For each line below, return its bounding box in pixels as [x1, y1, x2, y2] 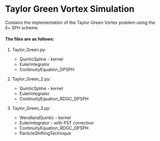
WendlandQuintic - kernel [19, 115, 71, 121]
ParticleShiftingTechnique [19, 130, 71, 136]
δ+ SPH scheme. [5, 24, 39, 30]
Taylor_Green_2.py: [12, 76, 51, 82]
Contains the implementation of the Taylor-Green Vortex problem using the [5, 20, 155, 25]
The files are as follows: [5, 36, 55, 42]
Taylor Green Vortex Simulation [5, 3, 135, 15]
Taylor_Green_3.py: [12, 105, 51, 111]
